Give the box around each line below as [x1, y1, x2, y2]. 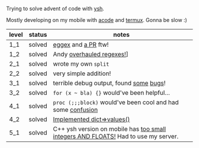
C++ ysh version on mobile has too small [53, 125, 166, 133]
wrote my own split [53, 60, 110, 67]
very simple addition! [53, 69, 111, 78]
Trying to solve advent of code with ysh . [6, 5, 105, 12]
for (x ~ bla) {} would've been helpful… [53, 89, 171, 96]
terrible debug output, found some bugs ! [53, 79, 166, 87]
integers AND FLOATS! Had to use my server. [53, 133, 179, 140]
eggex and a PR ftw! [53, 41, 109, 49]
